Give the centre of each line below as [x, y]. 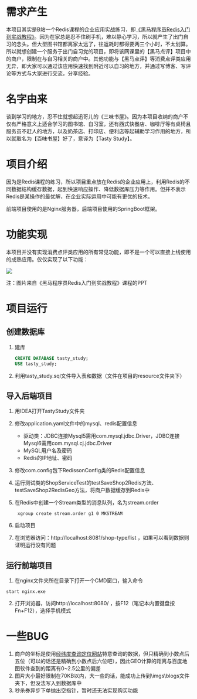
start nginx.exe [26, 592]
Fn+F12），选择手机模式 [43, 611]
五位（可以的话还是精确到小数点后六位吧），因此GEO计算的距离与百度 [98, 661]
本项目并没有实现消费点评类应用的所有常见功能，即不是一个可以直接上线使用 [98, 252]
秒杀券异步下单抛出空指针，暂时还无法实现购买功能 [76, 691]
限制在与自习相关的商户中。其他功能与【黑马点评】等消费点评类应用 [108, 59]
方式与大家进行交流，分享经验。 [55, 73]
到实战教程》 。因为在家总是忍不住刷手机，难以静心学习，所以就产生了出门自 [97, 36]
